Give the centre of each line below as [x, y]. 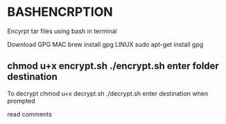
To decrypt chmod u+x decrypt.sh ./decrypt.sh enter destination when [108, 93]
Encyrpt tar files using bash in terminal [62, 31]
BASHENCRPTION [60, 12]
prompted [21, 101]
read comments [29, 114]
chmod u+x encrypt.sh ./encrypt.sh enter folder [113, 66]
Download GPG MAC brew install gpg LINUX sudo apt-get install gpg [105, 44]
